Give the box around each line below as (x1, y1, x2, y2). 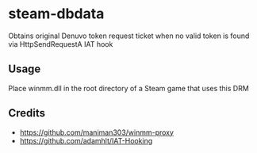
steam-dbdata (8, 5, 105, 23)
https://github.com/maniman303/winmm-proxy (19, 128, 175, 137)
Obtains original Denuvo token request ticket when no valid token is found (8, 31, 250, 40)
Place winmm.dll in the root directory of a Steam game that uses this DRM (8, 83, 250, 93)
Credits (8, 106, 46, 120)
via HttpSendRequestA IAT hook (8, 39, 113, 48)
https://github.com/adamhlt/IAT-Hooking (19, 136, 153, 145)
